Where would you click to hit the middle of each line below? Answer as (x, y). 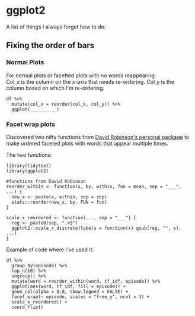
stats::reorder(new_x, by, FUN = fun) (60, 202)
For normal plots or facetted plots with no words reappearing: (81, 75)
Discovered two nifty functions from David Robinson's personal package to (98, 137)
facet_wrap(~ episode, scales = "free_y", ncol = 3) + (81, 297)
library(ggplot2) (28, 171)
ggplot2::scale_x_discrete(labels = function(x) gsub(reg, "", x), (97, 228)
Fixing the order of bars (50, 45)
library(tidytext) (29, 166)
